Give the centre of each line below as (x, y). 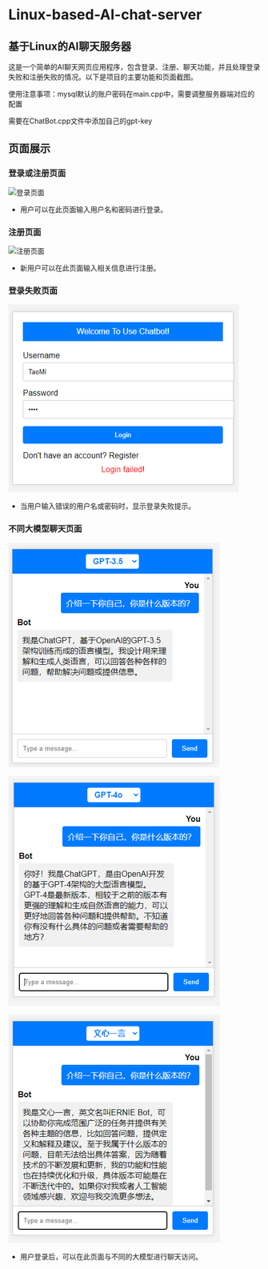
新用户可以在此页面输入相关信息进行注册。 (90, 268)
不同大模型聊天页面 (45, 529)
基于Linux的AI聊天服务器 (70, 46)
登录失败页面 (33, 290)
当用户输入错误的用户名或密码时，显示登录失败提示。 (108, 506)
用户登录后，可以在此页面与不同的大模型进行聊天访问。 (111, 1256)
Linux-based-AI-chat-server (105, 15)
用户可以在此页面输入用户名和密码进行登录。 (94, 209)
